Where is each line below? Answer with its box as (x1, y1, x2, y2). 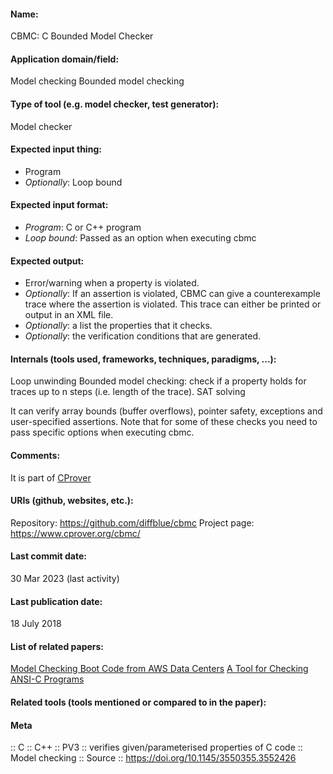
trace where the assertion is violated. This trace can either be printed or (24, 298, 322, 310)
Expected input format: (10, 199, 109, 211)
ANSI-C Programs (10, 673, 85, 685)
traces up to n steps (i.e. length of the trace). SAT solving (10, 386, 246, 398)
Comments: (10, 450, 61, 462)
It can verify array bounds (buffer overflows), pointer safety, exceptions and (10, 405, 323, 417)
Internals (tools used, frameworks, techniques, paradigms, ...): (10, 353, 277, 365)
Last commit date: (10, 550, 87, 562)
